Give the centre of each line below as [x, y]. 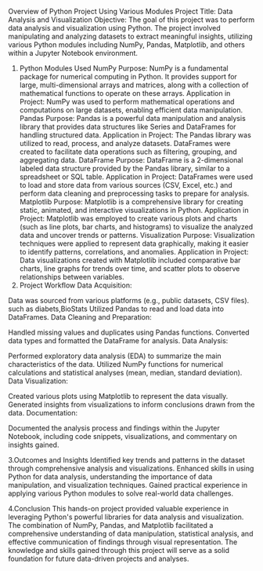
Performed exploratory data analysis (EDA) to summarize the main [115, 356]
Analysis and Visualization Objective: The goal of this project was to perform [131, 20]
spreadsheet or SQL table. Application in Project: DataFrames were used [136, 177]
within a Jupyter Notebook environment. [73, 53]
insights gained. [34, 445]
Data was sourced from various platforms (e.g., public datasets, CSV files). [129, 300]
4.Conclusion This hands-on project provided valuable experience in [119, 509]
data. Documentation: [43, 413]
